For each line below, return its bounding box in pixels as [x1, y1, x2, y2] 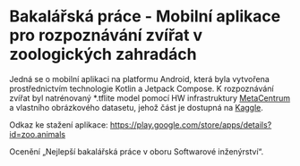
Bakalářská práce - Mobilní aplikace [9, 6, 281, 27]
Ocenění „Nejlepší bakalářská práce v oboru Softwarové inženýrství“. [9, 145, 264, 157]
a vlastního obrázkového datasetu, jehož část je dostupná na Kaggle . [9, 102, 264, 112]
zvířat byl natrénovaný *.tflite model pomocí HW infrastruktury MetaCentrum [9, 92, 291, 104]
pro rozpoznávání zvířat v [9, 25, 203, 46]
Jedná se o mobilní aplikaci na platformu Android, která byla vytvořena [9, 73, 270, 84]
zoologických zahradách [9, 45, 197, 64]
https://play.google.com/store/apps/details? [110, 119, 272, 130]
